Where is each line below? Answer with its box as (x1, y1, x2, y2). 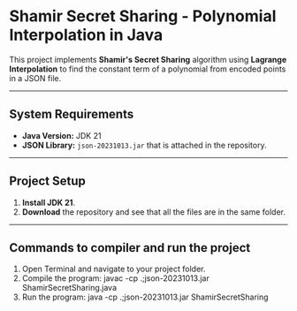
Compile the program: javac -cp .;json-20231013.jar (21, 273, 209, 284)
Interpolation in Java (9, 25, 164, 45)
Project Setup (9, 174, 87, 189)
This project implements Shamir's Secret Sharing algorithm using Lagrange (9, 54, 287, 64)
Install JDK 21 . (21, 197, 76, 208)
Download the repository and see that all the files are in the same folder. (21, 206, 286, 217)
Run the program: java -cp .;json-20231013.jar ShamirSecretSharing (21, 292, 269, 302)
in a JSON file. (9, 72, 62, 83)
